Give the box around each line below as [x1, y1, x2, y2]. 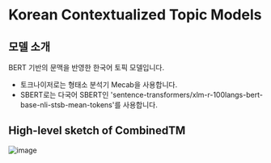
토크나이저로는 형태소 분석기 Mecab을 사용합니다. [19, 80, 178, 90]
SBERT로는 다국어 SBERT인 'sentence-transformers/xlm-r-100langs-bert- [19, 90, 263, 99]
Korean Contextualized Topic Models [8, 6, 262, 24]
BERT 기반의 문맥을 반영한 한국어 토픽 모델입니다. [8, 63, 164, 72]
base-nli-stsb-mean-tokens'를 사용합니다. [19, 100, 158, 110]
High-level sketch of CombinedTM [8, 123, 186, 138]
